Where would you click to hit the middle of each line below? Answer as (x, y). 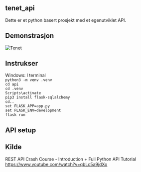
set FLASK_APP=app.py (28, 106)
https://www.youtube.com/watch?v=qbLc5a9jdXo (56, 164)
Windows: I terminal (25, 75)
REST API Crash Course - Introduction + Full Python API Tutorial (71, 159)
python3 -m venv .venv (29, 80)
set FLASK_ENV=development (33, 111)
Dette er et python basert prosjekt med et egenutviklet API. (66, 20)
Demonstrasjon (30, 36)
